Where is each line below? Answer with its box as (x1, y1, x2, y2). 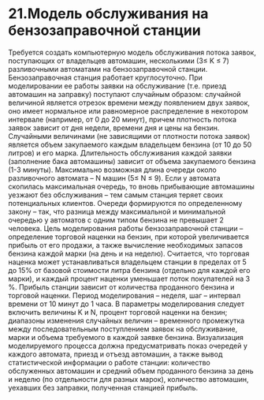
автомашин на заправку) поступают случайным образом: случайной (8, 89, 242, 99)
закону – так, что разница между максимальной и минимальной (8, 207, 226, 216)
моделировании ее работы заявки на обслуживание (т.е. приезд (8, 80, 227, 91)
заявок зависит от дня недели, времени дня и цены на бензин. (8, 123, 220, 133)
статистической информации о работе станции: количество (8, 357, 210, 367)
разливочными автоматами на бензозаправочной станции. (8, 64, 208, 73)
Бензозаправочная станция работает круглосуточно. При (8, 73, 203, 82)
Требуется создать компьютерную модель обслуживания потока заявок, (8, 47, 256, 57)
